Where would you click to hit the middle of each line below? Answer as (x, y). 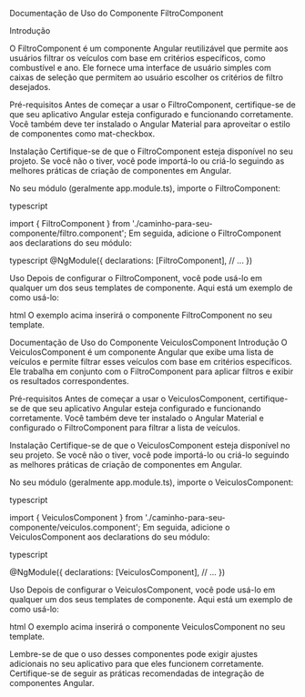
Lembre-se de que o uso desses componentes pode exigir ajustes (133, 654)
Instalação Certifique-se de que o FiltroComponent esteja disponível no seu (152, 151)
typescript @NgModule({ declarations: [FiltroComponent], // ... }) (131, 260)
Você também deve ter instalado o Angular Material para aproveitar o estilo (150, 124)
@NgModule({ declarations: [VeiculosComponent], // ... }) (117, 572)
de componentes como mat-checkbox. (82, 134)
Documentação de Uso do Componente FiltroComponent (117, 13)
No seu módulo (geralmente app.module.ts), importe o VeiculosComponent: (152, 482)
